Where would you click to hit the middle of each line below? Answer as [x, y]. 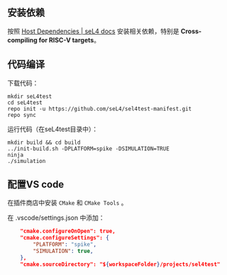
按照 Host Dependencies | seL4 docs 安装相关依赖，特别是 [93, 31]
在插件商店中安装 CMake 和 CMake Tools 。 [67, 203]
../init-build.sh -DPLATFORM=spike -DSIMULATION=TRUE [89, 148]
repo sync [22, 115]
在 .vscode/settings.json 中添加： [56, 218]
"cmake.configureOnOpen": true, [68, 231]
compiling [22, 40]
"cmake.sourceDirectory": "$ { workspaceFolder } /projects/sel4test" [120, 264]
